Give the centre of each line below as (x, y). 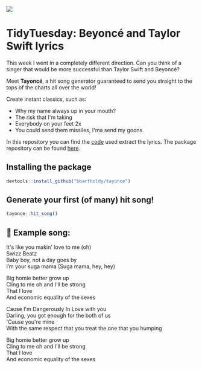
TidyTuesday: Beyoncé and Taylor (93, 34)
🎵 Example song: (38, 233)
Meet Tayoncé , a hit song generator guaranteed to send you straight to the (99, 81)
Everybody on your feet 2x (48, 123)
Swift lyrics (35, 46)
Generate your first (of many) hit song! (80, 200)
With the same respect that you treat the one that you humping (84, 329)
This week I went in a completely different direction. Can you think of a (94, 63)
